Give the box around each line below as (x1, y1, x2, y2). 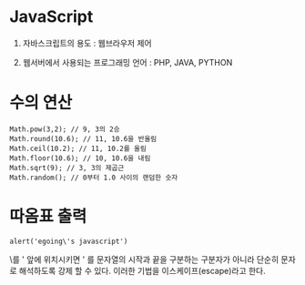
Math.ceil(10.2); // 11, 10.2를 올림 (9, 144, 147, 153)
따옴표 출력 (9, 207, 87, 227)
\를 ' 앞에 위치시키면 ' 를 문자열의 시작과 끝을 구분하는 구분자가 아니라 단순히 (9, 253, 280, 265)
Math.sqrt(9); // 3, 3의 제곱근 (9, 163, 125, 172)
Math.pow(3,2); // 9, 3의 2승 (9, 125, 120, 134)
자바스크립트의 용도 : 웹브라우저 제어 (22, 37, 152, 48)
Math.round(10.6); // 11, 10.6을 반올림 (9, 134, 158, 143)
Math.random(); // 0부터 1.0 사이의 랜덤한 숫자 (9, 173, 178, 182)
